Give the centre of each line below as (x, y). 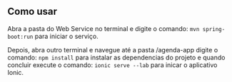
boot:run (20, 37)
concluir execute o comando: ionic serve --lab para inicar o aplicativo (112, 65)
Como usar (32, 12)
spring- (214, 29)
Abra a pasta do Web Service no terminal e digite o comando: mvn (104, 28)
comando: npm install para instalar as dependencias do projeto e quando (116, 57)
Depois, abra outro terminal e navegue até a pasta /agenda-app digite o (113, 49)
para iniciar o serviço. (66, 36)
